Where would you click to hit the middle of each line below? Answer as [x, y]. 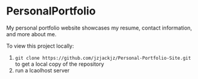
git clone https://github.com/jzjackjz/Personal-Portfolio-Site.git [103, 58]
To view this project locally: [40, 46]
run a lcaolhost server [42, 70]
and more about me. [31, 34]
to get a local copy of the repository [59, 64]
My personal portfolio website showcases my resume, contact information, [99, 28]
